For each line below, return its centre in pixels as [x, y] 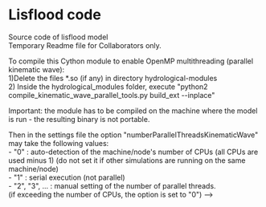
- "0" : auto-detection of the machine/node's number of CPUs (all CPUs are [133, 152]
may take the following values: [59, 143]
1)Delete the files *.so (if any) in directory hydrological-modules [113, 78]
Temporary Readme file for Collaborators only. [85, 45]
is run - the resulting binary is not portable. [79, 119]
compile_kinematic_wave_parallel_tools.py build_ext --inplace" [112, 95]
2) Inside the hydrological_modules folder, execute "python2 [108, 87]
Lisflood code [55, 15]
